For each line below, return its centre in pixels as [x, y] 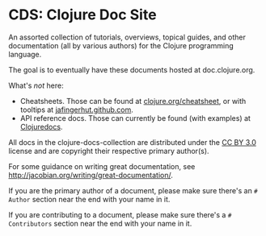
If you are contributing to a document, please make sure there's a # [120, 214]
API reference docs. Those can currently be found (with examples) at [135, 118]
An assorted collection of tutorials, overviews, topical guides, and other [127, 37]
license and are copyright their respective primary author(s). [109, 151]
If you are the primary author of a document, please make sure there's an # [133, 190]
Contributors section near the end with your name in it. [100, 223]
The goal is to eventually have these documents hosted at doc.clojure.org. [132, 69]
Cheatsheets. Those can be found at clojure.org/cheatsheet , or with [133, 101]
